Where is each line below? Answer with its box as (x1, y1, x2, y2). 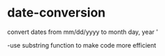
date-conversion (7, 5, 106, 21)
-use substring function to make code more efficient (7, 41, 157, 49)
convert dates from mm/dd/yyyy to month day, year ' (7, 28, 158, 36)
